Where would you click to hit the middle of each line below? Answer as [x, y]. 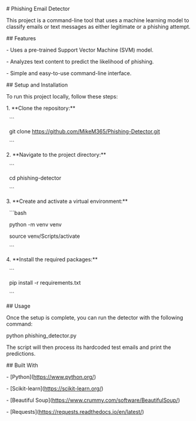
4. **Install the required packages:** [52, 259]
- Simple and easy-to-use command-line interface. [69, 73]
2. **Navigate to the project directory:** [56, 155]
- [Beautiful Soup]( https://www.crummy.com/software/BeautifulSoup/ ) [93, 400]
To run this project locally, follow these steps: [62, 96]
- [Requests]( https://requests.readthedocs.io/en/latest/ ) [75, 412]
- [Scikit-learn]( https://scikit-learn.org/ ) [55, 389]
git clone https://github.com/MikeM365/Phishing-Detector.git [85, 131]
